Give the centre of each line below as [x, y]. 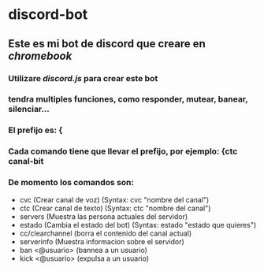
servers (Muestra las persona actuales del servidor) [104, 216]
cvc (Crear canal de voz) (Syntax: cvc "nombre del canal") [114, 199]
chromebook [40, 56]
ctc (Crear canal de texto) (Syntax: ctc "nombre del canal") [115, 208]
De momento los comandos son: [71, 183]
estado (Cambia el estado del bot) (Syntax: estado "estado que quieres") [138, 225]
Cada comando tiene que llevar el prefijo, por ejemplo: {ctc [123, 151]
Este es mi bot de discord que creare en [107, 44]
